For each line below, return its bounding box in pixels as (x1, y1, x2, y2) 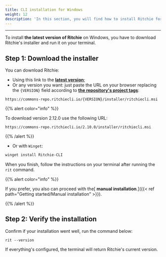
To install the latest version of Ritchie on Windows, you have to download (5, 35, 156, 41)
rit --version (5, 238, 35, 243)
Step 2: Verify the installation (5, 215, 97, 223)
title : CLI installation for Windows (5, 7, 83, 12)
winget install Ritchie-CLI (5, 153, 63, 158)
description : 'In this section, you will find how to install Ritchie (5, 16, 154, 21)
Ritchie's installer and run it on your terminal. (5, 40, 96, 46)
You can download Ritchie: (5, 67, 59, 73)
